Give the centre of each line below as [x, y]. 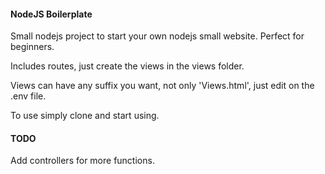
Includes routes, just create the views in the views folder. [127, 66]
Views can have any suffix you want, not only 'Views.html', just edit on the [162, 86]
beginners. [32, 47]
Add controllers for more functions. [82, 161]
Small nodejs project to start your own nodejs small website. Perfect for [157, 36]
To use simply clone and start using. [85, 116]
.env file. [28, 96]
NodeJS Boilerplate [51, 14]
